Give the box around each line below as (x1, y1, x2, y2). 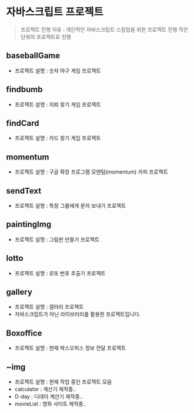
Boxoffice (6, 328, 42, 338)
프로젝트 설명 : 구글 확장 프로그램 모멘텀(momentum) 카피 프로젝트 (14, 168, 169, 175)
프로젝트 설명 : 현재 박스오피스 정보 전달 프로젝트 (14, 345, 126, 352)
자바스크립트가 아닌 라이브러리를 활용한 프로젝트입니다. (14, 311, 141, 318)
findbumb (6, 85, 43, 95)
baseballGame (6, 51, 61, 61)
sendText (6, 186, 42, 196)
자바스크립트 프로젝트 (6, 5, 104, 19)
